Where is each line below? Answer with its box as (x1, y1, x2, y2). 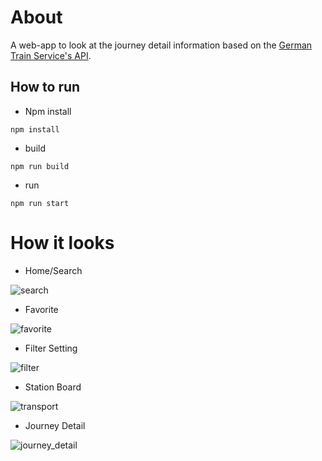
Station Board (24, 381, 82, 393)
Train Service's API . (10, 49, 92, 61)
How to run (10, 79, 81, 96)
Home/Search (24, 264, 83, 276)
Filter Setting (24, 342, 78, 354)
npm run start (10, 198, 70, 208)
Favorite (24, 303, 59, 315)
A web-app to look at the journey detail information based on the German (10, 39, 313, 51)
